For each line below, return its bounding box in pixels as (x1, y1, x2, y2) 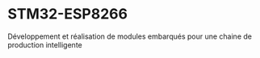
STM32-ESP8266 (7, 5, 128, 23)
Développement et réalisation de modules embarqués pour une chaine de (7, 31, 252, 41)
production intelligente (7, 39, 82, 49)
